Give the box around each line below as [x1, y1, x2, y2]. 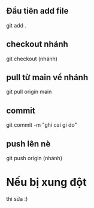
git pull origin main [6, 88, 52, 96]
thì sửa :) [6, 195, 28, 202]
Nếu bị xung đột [6, 176, 87, 189]
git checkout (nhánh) [6, 55, 58, 62]
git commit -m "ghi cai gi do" [6, 121, 77, 129]
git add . [6, 22, 27, 29]
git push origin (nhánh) [6, 155, 63, 162]
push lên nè [6, 139, 51, 149]
